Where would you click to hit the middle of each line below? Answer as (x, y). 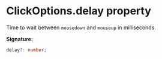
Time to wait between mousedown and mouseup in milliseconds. (81, 27)
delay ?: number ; (26, 50)
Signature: (19, 39)
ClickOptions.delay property (79, 11)
